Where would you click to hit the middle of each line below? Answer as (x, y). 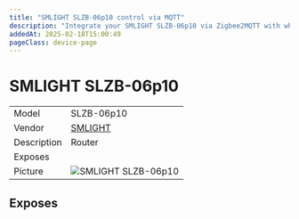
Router (85, 142)
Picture (29, 172)
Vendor (29, 128)
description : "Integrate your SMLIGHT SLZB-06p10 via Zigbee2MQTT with (145, 26)
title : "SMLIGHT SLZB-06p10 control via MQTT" (97, 17)
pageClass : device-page (53, 42)
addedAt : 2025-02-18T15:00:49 (65, 34)
